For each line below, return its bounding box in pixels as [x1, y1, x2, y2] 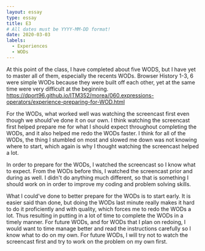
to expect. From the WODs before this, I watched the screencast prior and [6, 167, 193, 174]
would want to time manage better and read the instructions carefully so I [6, 225, 192, 232]
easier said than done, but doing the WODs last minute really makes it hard [6, 198, 195, 206]
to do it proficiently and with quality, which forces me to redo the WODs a [6, 205, 192, 212]
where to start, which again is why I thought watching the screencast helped [6, 142, 199, 150]
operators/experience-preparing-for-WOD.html [6, 98, 125, 105]
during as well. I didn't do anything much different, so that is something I [6, 174, 188, 181]
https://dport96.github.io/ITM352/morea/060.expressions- [6, 91, 154, 99]
